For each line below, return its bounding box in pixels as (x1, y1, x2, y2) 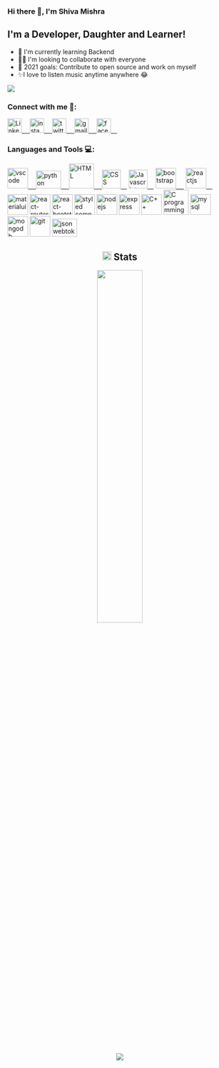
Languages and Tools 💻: (7, 144, 95, 154)
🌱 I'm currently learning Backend (17, 47, 115, 56)
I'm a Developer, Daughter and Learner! (7, 29, 186, 41)
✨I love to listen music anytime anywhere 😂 (17, 70, 148, 79)
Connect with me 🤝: (7, 101, 77, 111)
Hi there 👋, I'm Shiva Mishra (7, 6, 106, 16)
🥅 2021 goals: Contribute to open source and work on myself (17, 62, 197, 71)
